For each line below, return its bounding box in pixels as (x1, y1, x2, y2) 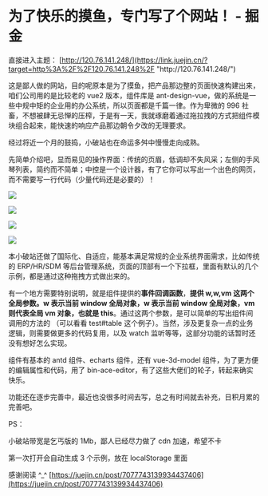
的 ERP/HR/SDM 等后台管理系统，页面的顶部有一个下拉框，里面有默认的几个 (8, 261, 259, 271)
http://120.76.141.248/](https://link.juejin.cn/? (61, 55, 208, 65)
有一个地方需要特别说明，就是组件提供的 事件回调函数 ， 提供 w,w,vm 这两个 (8, 288, 254, 298)
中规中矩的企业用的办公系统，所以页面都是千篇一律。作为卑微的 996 (14, 101, 240, 110)
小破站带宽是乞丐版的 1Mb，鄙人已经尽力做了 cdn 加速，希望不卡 (8, 436, 222, 446)
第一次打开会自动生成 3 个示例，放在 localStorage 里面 (8, 453, 188, 462)
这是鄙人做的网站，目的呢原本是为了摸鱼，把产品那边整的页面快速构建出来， (8, 81, 260, 90)
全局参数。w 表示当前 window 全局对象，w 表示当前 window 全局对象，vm (8, 298, 255, 308)
